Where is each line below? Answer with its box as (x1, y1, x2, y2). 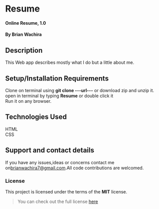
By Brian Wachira (5, 31, 42, 38)
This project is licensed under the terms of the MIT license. (5, 188, 127, 194)
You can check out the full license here (17, 198, 98, 204)
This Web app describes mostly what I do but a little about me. (5, 59, 134, 65)
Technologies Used (5, 113, 67, 121)
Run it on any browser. (5, 98, 52, 104)
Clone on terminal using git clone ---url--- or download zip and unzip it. (5, 88, 154, 93)
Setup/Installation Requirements (5, 74, 109, 83)
